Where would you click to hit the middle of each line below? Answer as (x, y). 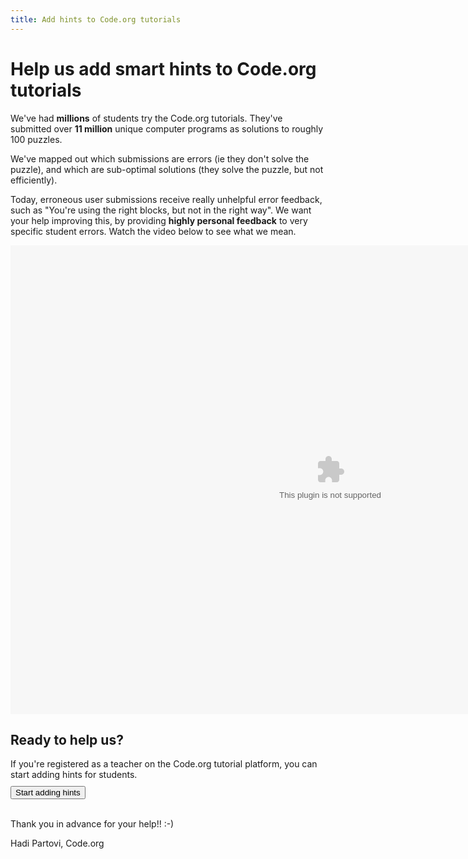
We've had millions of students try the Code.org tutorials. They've (146, 118)
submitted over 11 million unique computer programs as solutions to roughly (167, 128)
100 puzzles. (36, 139)
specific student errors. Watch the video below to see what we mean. (153, 231)
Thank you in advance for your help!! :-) (92, 824)
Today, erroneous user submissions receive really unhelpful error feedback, (166, 199)
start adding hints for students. (74, 775)
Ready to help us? (67, 739)
